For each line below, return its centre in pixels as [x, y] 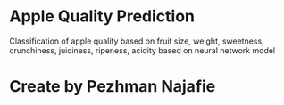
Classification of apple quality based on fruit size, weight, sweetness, [137, 41]
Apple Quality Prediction [102, 16]
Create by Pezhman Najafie [113, 87]
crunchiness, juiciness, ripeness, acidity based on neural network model [142, 50]
